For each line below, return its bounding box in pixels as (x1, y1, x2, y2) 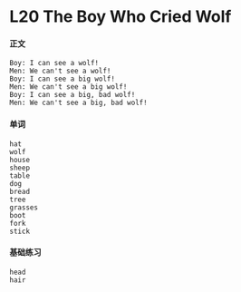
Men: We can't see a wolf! (9, 66, 111, 76)
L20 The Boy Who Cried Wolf (9, 6, 232, 27)
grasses (9, 202, 39, 212)
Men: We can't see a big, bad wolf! (9, 98, 148, 108)
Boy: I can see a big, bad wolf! (9, 91, 136, 100)
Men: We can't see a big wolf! (9, 83, 128, 92)
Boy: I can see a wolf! (9, 59, 100, 68)
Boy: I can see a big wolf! (9, 74, 116, 83)
